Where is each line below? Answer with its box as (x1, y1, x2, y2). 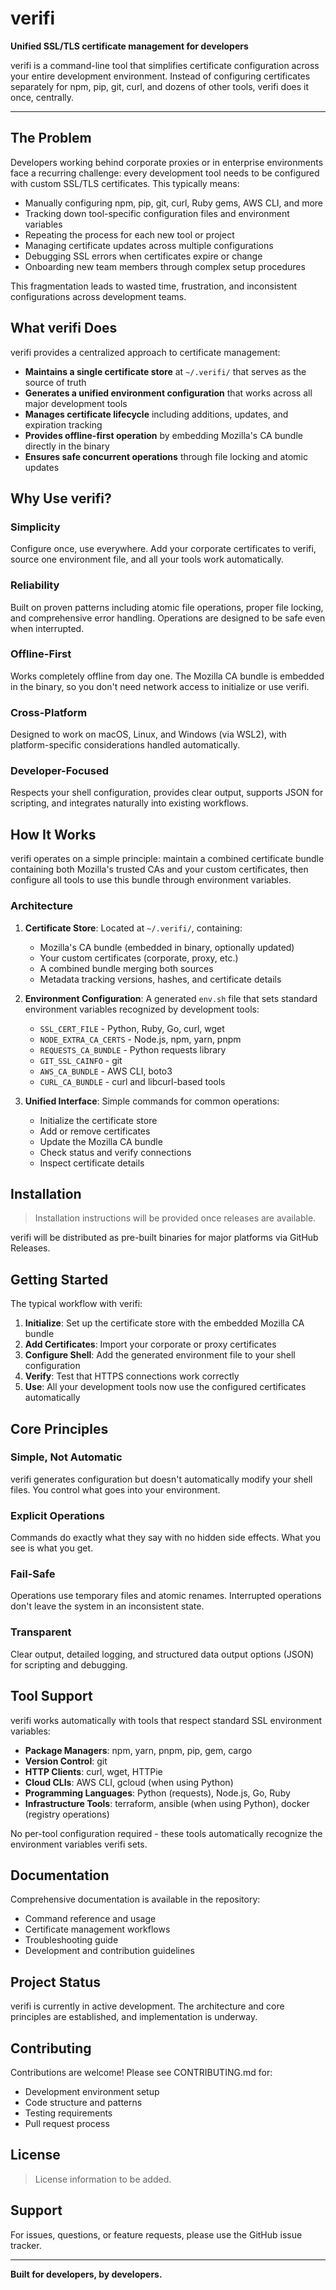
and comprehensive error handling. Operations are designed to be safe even (10, 612, 326, 624)
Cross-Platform (10, 705, 88, 719)
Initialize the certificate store (39, 1114, 158, 1126)
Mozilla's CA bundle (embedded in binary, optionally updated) (39, 941, 295, 953)
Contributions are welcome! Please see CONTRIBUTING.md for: (10, 2067, 273, 2078)
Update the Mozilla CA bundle (39, 1135, 163, 1147)
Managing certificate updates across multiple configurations (24, 239, 274, 251)
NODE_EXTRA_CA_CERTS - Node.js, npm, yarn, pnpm (39, 1033, 242, 1045)
